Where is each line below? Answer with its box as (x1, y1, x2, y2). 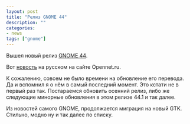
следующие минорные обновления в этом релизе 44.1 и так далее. (6, 93, 176, 100)
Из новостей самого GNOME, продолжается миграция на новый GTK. (6, 105, 182, 112)
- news (6, 31, 22, 36)
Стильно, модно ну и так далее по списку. (6, 111, 113, 118)
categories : (6, 25, 35, 31)
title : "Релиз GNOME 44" (6, 14, 67, 20)
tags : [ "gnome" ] (6, 36, 46, 42)
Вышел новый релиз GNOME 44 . (6, 52, 88, 59)
